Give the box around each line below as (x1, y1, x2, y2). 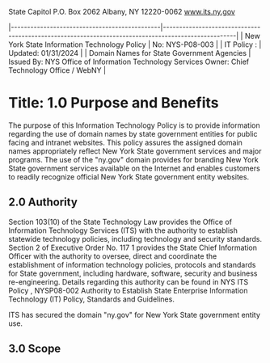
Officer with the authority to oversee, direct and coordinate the (8, 251, 217, 261)
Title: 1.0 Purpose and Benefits (8, 94, 219, 112)
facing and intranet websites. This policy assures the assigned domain (8, 137, 243, 147)
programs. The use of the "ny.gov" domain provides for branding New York (8, 154, 259, 164)
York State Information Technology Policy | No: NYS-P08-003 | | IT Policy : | (8, 40, 262, 49)
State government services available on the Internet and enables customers (8, 163, 260, 173)
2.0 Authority (8, 196, 78, 209)
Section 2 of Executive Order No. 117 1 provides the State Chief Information (8, 243, 257, 252)
